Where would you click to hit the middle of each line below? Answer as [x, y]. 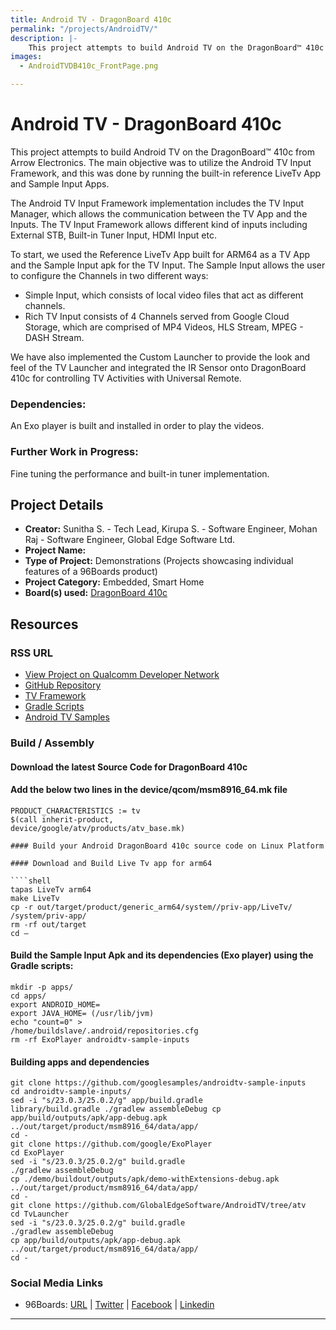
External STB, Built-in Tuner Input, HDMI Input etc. [113, 235]
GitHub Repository [63, 685]
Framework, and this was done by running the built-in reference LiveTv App [166, 173]
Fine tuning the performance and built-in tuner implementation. [140, 473]
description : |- [44, 38]
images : [26, 57]
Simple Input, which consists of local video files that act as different [164, 295]
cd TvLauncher [40, 1214]
